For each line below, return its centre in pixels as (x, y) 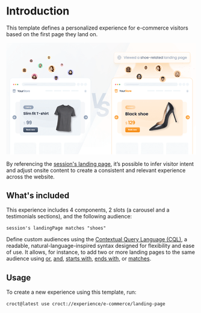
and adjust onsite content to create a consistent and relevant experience (96, 170)
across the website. (31, 177)
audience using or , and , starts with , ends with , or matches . (79, 259)
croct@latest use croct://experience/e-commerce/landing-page (86, 304)
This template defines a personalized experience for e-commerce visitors (97, 28)
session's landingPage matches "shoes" (56, 228)
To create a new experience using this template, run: (71, 292)
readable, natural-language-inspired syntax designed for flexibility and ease (100, 246)
